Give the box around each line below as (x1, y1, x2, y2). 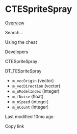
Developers (5, 49, 28, 55)
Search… (5, 29, 24, 35)
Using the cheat (5, 39, 37, 45)
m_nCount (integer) (12, 104, 49, 110)
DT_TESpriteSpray (5, 68, 42, 74)
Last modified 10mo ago (5, 113, 54, 120)
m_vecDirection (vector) (12, 83, 61, 89)
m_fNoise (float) (12, 93, 44, 99)
